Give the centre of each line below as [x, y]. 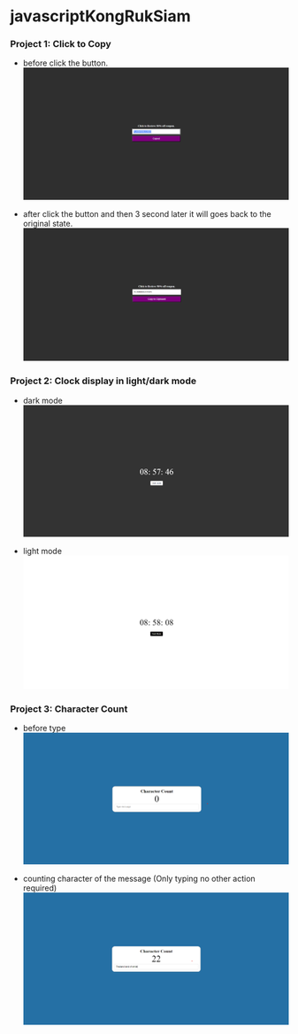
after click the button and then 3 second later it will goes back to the [147, 213]
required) [40, 888]
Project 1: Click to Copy [61, 44]
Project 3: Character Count [69, 708]
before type [44, 728]
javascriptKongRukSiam [100, 16]
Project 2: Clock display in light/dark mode [103, 381]
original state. [48, 223]
